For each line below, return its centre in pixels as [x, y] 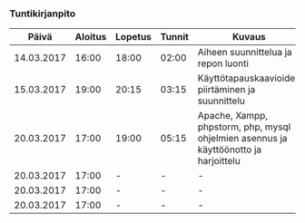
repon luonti [223, 63]
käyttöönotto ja [230, 150]
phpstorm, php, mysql [244, 127]
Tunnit [174, 37]
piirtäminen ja [226, 90]
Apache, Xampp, [233, 116]
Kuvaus [249, 37]
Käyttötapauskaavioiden [249, 78]
